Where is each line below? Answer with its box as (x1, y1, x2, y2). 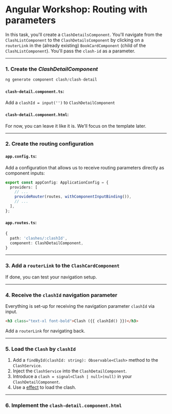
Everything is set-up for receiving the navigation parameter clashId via (5, 303, 155, 309)
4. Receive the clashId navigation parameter (5, 291, 118, 299)
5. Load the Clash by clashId (5, 345, 76, 352)
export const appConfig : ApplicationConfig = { (5, 180, 109, 185)
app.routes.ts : (5, 220, 37, 226)
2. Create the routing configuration (5, 140, 94, 147)
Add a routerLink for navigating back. (5, 327, 85, 334)
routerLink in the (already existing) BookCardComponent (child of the (5, 42, 146, 48)
